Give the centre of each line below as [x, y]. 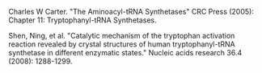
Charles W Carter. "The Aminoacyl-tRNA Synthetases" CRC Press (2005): [131, 12]
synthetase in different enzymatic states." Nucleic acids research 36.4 [125, 53]
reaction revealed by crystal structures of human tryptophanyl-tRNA [122, 44]
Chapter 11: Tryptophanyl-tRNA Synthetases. [83, 20]
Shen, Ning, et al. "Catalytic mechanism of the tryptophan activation [122, 36]
